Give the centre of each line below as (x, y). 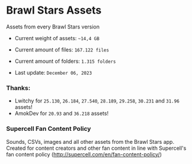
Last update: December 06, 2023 (53, 72)
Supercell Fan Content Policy (49, 129)
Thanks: (18, 88)
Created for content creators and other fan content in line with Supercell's (96, 148)
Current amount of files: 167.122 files (62, 49)
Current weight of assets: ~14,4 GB (57, 38)
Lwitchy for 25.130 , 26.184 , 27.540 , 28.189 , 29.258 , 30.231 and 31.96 (97, 101)
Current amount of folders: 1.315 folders (65, 61)
